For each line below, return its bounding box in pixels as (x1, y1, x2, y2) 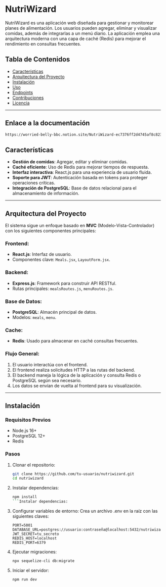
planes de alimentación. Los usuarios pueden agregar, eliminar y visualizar (5, 25, 157, 31)
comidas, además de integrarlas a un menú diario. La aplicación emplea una (5, 30, 160, 36)
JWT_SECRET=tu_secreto (12, 532, 59, 537)
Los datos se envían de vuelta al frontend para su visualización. (12, 383, 142, 389)
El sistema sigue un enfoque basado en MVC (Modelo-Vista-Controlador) (5, 223, 155, 229)
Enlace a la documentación (5, 119, 90, 127)
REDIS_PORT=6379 (12, 540, 46, 545)
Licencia (12, 100, 30, 106)
